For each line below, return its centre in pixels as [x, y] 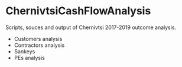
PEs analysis [29, 58]
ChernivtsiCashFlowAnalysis [78, 11]
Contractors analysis [39, 45]
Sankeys [25, 51]
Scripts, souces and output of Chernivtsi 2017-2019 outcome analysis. [91, 27]
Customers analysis [38, 39]
